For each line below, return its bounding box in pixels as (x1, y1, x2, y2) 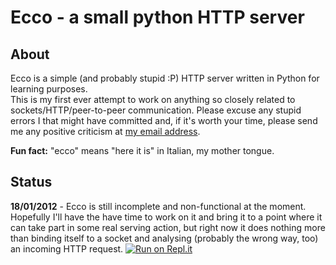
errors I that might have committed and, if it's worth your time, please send (10, 115, 318, 126)
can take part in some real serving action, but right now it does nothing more (10, 221, 326, 233)
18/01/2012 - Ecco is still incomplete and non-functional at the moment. (10, 200, 307, 212)
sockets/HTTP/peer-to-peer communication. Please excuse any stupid (10, 104, 302, 116)
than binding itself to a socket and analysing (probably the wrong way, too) (10, 232, 319, 244)
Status (10, 174, 53, 191)
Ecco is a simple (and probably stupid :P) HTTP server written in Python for (10, 72, 320, 84)
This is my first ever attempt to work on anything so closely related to (10, 94, 296, 105)
